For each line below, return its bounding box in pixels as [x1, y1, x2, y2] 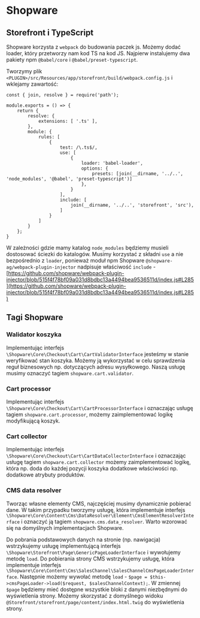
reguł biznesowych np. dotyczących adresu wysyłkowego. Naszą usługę [6, 363, 186, 370]
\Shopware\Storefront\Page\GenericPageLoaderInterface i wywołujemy [6, 548, 181, 556]
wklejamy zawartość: [6, 80, 59, 88]
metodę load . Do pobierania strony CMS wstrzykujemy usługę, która [6, 555, 175, 562]
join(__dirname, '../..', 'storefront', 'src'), [70, 202, 195, 208]
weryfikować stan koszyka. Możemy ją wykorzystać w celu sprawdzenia [6, 357, 186, 364]
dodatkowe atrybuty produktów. [6, 471, 85, 478]
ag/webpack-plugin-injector [6, 264, 77, 270]
